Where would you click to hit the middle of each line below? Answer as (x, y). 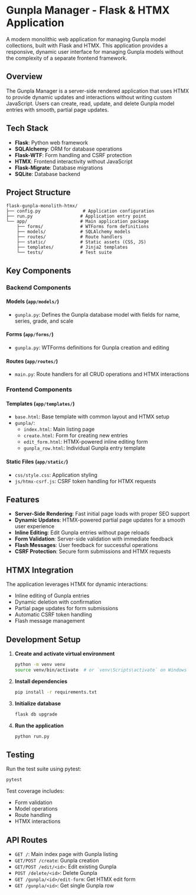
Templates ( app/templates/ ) (40, 403)
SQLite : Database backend (48, 174)
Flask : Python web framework (51, 142)
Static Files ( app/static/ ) (37, 462)
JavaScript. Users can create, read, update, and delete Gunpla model (90, 103)
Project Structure (38, 192)
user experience (35, 526)
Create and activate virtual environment (65, 654)
